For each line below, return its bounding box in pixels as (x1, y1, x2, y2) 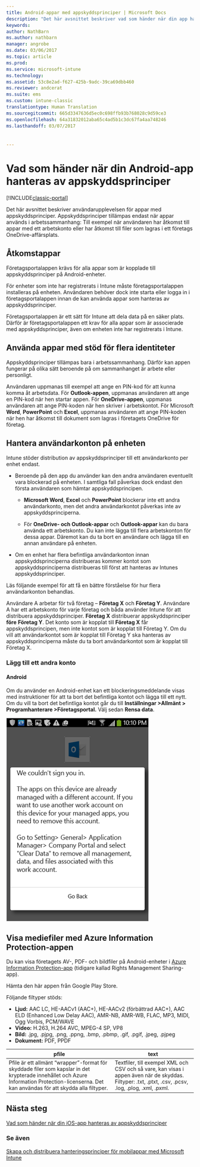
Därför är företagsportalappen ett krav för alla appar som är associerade (6, 319, 183, 326)
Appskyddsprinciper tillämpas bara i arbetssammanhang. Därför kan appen (6, 359, 190, 366)
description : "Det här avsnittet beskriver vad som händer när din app (6, 16, 187, 22)
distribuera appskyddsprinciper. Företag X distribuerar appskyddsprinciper (6, 612, 190, 619)
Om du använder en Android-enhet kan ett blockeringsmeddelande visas (6, 687, 185, 694)
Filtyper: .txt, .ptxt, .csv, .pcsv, (115, 1078, 189, 1085)
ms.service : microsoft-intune (6, 66, 82, 72)
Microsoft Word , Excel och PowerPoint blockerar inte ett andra (23, 496, 180, 504)
